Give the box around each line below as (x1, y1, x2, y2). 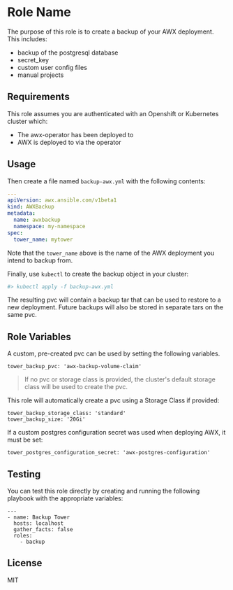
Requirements (7, 91, 70, 103)
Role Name (7, 4, 71, 20)
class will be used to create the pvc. (24, 383, 128, 391)
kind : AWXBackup (7, 204, 54, 211)
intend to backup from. (7, 256, 73, 265)
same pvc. (7, 311, 37, 319)
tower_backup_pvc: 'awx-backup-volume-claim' (7, 363, 142, 370)
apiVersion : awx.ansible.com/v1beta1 (7, 197, 117, 204)
